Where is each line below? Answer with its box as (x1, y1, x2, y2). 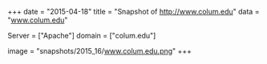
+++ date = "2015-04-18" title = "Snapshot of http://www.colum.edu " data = (7, 7, 260, 16)
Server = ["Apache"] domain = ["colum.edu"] (7, 31, 156, 40)
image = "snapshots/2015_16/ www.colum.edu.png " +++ (7, 46, 192, 55)
